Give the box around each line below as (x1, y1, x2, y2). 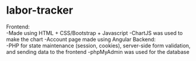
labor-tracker (6, 4, 73, 17)
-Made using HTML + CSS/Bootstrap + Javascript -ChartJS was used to (6, 29, 183, 36)
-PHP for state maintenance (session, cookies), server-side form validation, (6, 42, 191, 49)
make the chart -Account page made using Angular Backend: (6, 36, 156, 43)
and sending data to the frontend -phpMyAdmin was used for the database (6, 48, 190, 55)
